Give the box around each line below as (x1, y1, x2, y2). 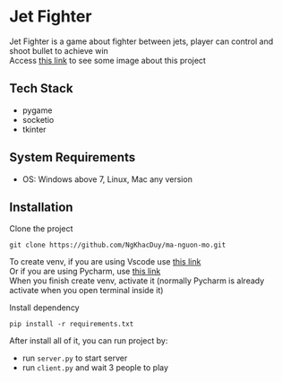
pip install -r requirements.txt (9, 320, 134, 329)
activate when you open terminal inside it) (9, 285, 164, 296)
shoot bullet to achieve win (9, 45, 109, 56)
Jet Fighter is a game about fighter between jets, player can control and (9, 36, 274, 47)
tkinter (21, 124, 47, 135)
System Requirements (9, 150, 136, 165)
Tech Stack (9, 81, 73, 96)
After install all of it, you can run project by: (9, 335, 168, 346)
